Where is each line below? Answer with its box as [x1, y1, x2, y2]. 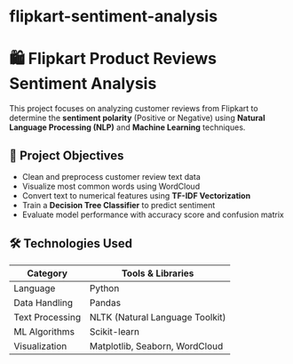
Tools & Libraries [121, 267, 194, 279]
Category [27, 267, 68, 279]
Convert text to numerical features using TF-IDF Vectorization [21, 190, 251, 201]
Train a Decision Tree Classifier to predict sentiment [21, 199, 216, 210]
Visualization [13, 340, 67, 352]
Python [89, 282, 120, 295]
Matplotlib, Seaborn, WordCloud [89, 340, 224, 352]
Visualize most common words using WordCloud [21, 181, 201, 191]
